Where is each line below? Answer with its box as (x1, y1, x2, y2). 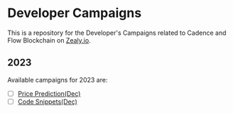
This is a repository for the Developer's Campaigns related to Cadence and (7, 28, 227, 37)
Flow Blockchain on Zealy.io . (7, 36, 91, 44)
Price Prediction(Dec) (17, 89, 81, 97)
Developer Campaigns (7, 5, 142, 21)
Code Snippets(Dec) (17, 97, 78, 106)
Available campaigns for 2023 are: (7, 75, 108, 84)
